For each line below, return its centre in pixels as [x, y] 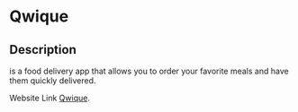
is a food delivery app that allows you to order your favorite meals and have [149, 71]
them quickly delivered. [53, 81]
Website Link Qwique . [50, 98]
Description [43, 50]
